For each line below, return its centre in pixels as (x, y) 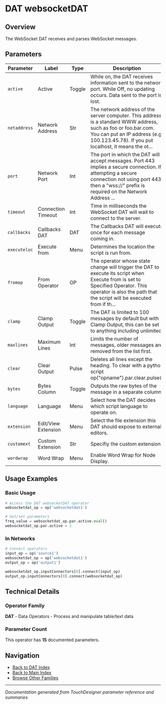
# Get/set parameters (27, 517)
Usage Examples (31, 479)
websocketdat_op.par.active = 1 (38, 526)
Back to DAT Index (31, 667)
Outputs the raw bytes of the (124, 385)
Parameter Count (26, 629)
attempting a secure (114, 173)
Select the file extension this (123, 420)
